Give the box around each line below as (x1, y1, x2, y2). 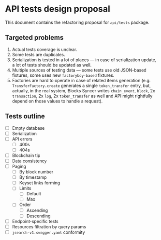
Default (26, 191, 41, 197)
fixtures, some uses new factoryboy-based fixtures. (12, 72, 115, 78)
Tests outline (5, 112, 45, 120)
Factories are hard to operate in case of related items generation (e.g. (12, 77, 151, 83)
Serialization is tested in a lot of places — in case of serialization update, (12, 57, 157, 63)
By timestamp (19, 174, 47, 180)
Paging (12, 164, 27, 169)
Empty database (12, 125, 45, 131)
